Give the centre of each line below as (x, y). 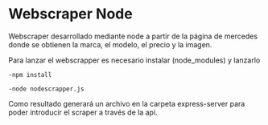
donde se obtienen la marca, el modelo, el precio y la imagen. (110, 44)
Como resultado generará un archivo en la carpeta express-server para (127, 103)
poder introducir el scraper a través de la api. (83, 112)
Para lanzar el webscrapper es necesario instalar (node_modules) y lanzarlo (134, 60)
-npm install (30, 75)
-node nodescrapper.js (46, 89)
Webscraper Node (70, 14)
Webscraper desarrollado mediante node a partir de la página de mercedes (133, 36)
